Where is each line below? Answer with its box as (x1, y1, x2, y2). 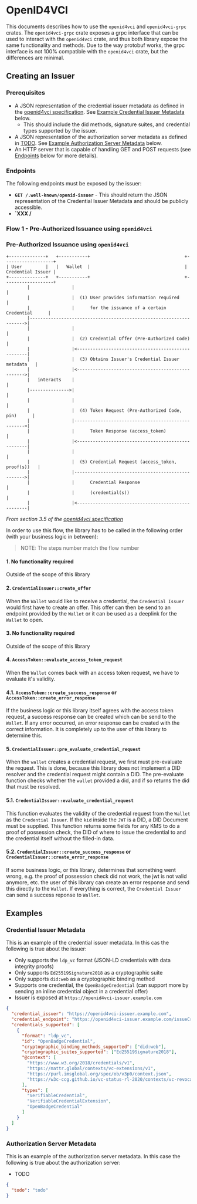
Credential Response (90, 479, 141, 486)
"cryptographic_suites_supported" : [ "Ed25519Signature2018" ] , (21, 1049, 177, 1055)
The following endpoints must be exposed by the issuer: (6, 180, 142, 187)
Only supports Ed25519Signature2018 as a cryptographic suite (14, 969, 163, 976)
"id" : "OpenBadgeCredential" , (21, 1038, 96, 1044)
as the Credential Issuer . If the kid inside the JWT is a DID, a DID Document (6, 816, 189, 823)
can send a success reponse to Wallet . (6, 891, 101, 898)
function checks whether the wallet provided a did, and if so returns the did (6, 777, 189, 784)
